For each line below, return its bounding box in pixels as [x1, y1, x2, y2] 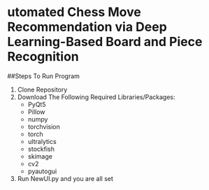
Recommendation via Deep [7, 19, 168, 35]
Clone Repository [17, 85, 68, 94]
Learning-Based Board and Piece [7, 34, 203, 50]
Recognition [7, 49, 79, 65]
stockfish [27, 145, 55, 153]
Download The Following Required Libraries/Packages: [17, 92, 175, 101]
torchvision [27, 122, 61, 131]
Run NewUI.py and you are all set [17, 174, 114, 182]
